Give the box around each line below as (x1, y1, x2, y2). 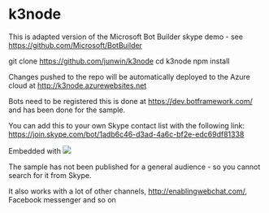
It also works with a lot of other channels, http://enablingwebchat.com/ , (8, 186, 248, 196)
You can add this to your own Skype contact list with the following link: (8, 120, 245, 130)
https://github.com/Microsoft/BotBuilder (8, 40, 142, 50)
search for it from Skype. (8, 170, 92, 180)
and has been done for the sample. (8, 105, 126, 115)
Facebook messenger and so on (8, 194, 116, 204)
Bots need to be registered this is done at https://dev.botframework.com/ (8, 96, 254, 106)
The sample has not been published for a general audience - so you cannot (8, 162, 261, 172)
